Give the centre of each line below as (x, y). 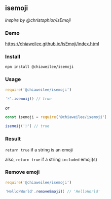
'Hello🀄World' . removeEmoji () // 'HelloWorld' (53, 191)
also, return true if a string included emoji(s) (51, 159)
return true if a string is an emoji (39, 150)
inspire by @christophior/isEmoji (38, 20)
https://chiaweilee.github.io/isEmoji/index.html (52, 44)
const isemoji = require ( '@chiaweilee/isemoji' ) (56, 117)
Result (13, 139)
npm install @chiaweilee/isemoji (39, 67)
